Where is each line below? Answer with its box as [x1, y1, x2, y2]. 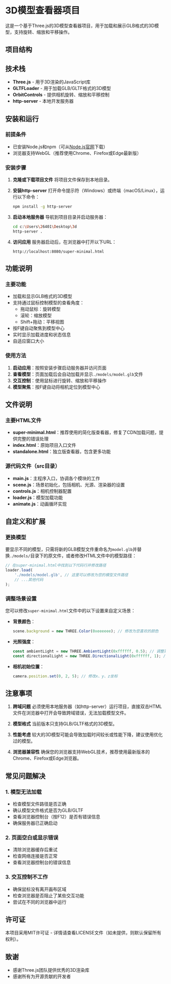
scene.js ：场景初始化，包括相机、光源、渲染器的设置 [12, 482, 125, 488]
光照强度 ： [12, 638, 36, 645]
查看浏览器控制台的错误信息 [12, 859, 71, 865]
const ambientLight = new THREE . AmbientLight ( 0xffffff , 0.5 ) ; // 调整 [12, 649, 164, 654]
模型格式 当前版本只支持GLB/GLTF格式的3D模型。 [12, 721, 118, 727]
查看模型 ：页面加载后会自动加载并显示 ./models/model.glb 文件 [12, 371, 144, 377]
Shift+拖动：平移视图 [20, 319, 65, 325]
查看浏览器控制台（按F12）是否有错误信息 [12, 814, 101, 820]
